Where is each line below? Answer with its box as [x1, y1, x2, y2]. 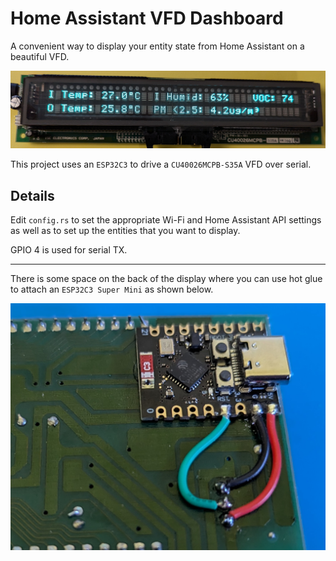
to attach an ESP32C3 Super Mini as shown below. [10, 283, 214, 296]
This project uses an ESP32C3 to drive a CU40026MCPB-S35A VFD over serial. [10, 158, 312, 171]
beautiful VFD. [10, 50, 70, 62]
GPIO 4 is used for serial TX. [10, 244, 128, 256]
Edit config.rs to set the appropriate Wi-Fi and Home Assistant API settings [10, 214, 322, 226]
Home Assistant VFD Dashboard [10, 7, 284, 30]
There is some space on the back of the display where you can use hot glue [10, 273, 323, 285]
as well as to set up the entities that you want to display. [10, 225, 241, 237]
